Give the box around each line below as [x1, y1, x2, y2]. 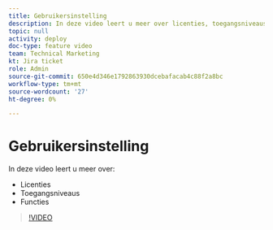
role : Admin [8, 65, 49, 73]
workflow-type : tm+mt [8, 80, 82, 88]
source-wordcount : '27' [8, 87, 89, 96]
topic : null [8, 27, 49, 35]
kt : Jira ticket [8, 58, 63, 66]
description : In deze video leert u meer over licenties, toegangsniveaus [8, 20, 267, 28]
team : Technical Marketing [8, 50, 100, 58]
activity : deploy [8, 34, 67, 43]
